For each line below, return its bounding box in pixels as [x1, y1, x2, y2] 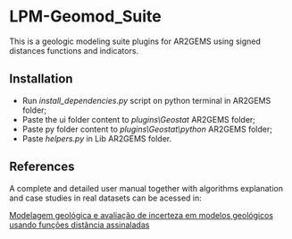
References [9, 159, 75, 175]
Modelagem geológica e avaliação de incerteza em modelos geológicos [9, 209, 274, 220]
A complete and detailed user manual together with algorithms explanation [9, 183, 284, 193]
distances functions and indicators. [9, 45, 139, 55]
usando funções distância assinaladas [9, 219, 150, 230]
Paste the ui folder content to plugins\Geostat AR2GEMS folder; [21, 114, 256, 124]
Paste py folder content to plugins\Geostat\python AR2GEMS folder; [21, 124, 272, 134]
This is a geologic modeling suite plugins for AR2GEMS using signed [9, 36, 262, 47]
